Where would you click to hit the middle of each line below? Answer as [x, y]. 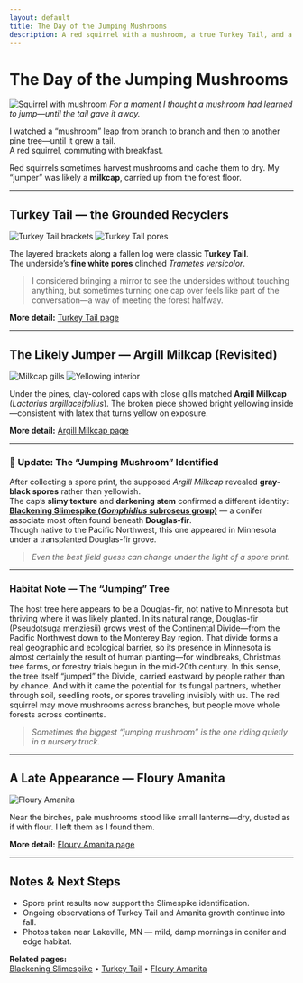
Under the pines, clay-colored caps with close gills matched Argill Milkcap [148, 393]
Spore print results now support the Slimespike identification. [136, 903]
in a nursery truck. [66, 741]
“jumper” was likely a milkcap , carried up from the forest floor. [125, 178]
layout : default [40, 18]
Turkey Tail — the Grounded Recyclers [119, 215]
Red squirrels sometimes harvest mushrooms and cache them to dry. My [144, 168]
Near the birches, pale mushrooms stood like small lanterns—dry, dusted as [150, 818]
